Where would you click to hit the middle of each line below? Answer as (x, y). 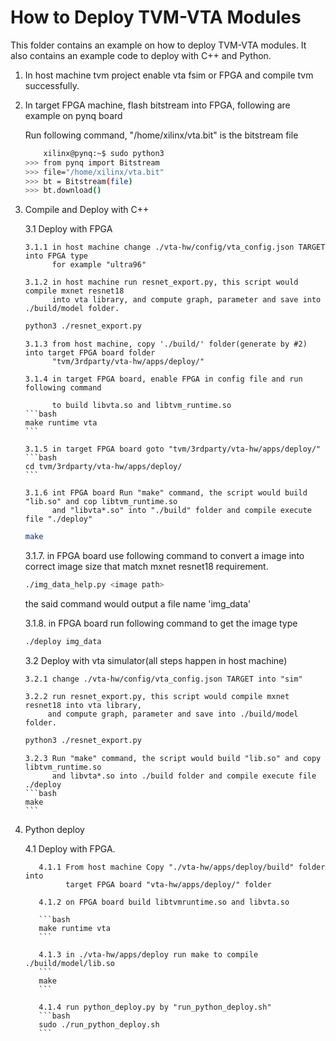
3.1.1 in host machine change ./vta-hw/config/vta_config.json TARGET (175, 247)
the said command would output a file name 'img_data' (138, 603)
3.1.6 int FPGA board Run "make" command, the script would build (166, 493)
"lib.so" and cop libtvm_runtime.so (101, 502)
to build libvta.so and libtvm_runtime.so (141, 406)
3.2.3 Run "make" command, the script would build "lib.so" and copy (173, 758)
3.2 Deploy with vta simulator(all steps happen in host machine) (156, 660)
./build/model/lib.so (69, 963)
